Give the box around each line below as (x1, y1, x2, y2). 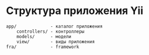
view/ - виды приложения (16, 39, 95, 44)
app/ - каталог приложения (6, 23, 103, 29)
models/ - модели (16, 33, 72, 39)
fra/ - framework (6, 44, 80, 50)
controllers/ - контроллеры (16, 28, 84, 35)
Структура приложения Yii (6, 4, 144, 18)
